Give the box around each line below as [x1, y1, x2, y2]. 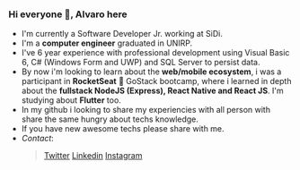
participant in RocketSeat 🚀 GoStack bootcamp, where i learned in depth [21, 76, 292, 87]
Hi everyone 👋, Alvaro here [8, 8, 128, 21]
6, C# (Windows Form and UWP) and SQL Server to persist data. [21, 57, 260, 68]
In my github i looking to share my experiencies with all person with [21, 105, 271, 115]
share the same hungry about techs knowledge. [21, 114, 199, 124]
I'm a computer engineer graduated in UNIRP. [21, 38, 193, 48]
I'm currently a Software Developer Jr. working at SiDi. [21, 29, 224, 39]
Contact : [21, 133, 55, 144]
